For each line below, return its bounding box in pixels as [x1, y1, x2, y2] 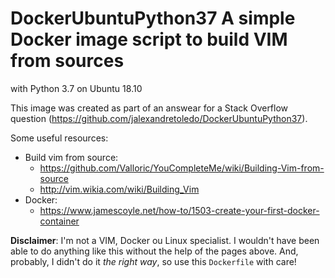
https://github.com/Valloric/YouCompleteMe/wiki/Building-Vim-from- [39, 162, 325, 174]
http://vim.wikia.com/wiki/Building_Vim [39, 183, 200, 195]
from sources [10, 50, 125, 72]
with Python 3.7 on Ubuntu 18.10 [10, 82, 143, 94]
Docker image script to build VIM [10, 28, 288, 51]
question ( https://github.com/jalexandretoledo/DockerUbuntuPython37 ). [10, 112, 308, 124]
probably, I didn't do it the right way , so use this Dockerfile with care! [10, 255, 297, 267]
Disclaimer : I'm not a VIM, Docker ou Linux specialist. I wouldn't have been [10, 234, 320, 246]
